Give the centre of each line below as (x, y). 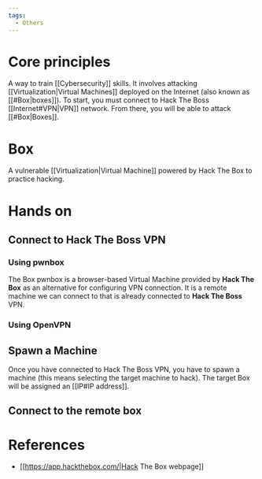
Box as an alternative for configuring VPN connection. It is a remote (118, 288)
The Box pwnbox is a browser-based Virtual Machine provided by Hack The (131, 280)
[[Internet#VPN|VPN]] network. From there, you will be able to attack (120, 109)
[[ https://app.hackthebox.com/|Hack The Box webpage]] (112, 466)
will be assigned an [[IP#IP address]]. (69, 386)
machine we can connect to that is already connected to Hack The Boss (125, 296)
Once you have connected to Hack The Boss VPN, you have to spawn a (124, 369)
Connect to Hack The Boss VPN (87, 240)
